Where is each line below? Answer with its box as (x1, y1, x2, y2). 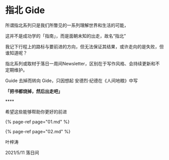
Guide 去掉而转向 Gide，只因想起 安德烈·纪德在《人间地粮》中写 (5, 77, 138, 84)
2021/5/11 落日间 (5, 149, 39, 155)
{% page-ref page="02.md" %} (5, 128, 71, 134)
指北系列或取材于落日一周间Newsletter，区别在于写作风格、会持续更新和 (5, 60, 156, 66)
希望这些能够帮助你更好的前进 (5, 109, 67, 115)
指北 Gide (5, 5, 45, 16)
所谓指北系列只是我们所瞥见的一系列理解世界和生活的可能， (5, 22, 129, 28)
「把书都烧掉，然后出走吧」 (5, 88, 63, 94)
